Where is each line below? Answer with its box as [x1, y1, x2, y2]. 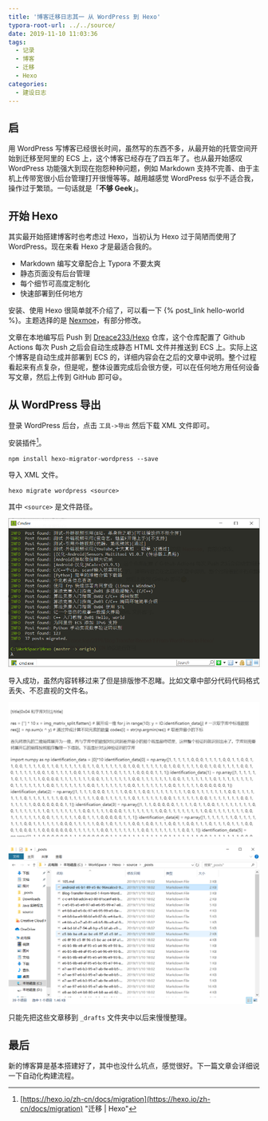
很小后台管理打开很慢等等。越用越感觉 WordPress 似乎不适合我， [42, 174, 258, 183]
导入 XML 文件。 [8, 470, 62, 479]
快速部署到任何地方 [19, 289, 84, 298]
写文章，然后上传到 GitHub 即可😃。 [8, 372, 127, 382]
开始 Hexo [8, 209, 58, 222]
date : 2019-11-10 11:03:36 [8, 29, 98, 37]
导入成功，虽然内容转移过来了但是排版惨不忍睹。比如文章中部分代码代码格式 [8, 675, 260, 685]
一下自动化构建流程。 [8, 1071, 78, 1080]
